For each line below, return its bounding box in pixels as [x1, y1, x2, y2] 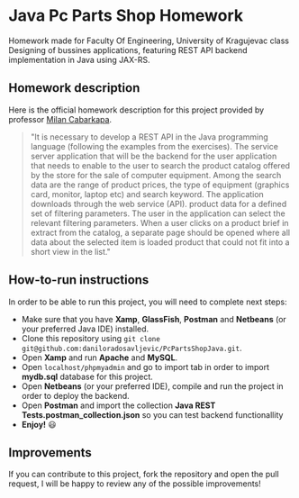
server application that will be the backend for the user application [30, 150, 277, 161]
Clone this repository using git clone [21, 332, 161, 343]
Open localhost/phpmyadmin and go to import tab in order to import [21, 361, 270, 372]
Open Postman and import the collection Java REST [21, 400, 216, 411]
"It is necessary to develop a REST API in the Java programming [30, 131, 269, 142]
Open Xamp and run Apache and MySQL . [21, 352, 178, 363]
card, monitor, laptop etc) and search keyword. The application [30, 188, 265, 199]
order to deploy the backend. [21, 390, 130, 401]
